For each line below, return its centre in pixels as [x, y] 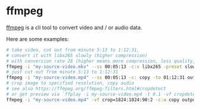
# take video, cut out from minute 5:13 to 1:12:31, [73, 50]
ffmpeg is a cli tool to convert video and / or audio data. [74, 27]
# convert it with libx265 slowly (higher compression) [77, 55]
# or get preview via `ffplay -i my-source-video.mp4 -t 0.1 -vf [89, 94]
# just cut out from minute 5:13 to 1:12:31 [62, 72]
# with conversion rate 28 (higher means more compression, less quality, [101, 61]
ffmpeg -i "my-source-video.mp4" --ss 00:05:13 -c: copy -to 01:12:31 [96, 78]
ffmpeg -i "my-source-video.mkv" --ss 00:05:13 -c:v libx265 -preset [94, 67]
